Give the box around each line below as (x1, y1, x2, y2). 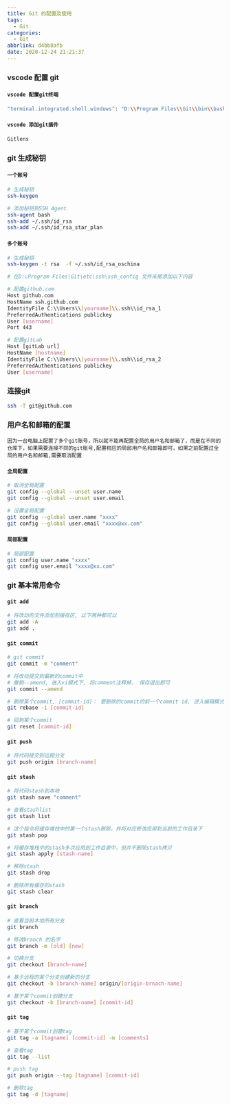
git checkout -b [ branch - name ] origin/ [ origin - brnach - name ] (7, 980, 184, 987)
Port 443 (7, 324, 32, 331)
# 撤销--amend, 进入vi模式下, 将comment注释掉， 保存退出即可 (7, 679, 170, 686)
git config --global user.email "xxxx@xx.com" (7, 520, 143, 527)
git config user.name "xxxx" (7, 557, 91, 564)
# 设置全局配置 (7, 507, 45, 514)
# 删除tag (7, 1084, 33, 1092)
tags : (7, 17, 23, 23)
